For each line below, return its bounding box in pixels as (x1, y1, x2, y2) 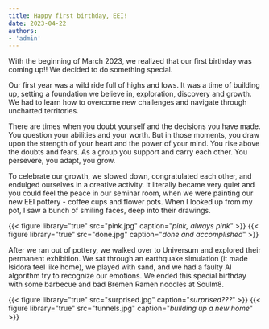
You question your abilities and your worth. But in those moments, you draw (8, 130, 260, 140)
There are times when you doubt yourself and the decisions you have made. (8, 121, 261, 131)
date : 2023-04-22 (8, 19, 67, 27)
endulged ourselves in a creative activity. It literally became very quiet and (8, 180, 255, 190)
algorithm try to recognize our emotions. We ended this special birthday (8, 271, 247, 281)
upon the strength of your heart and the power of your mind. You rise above (8, 138, 260, 149)
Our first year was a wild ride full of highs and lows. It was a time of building (8, 80, 260, 90)
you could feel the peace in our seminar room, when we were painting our (8, 188, 254, 198)
